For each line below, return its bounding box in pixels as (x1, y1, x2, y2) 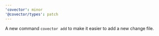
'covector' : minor (5, 7, 43, 12)
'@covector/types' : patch (5, 12, 58, 17)
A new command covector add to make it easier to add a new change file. (5, 25, 154, 31)
